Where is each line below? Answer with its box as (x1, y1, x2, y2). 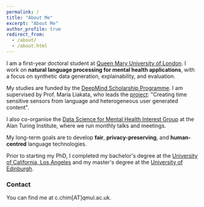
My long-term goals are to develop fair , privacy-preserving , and (6, 133, 169, 141)
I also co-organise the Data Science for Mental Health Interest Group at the (6, 115, 194, 122)
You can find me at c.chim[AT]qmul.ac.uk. (6, 194, 111, 202)
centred (6, 140, 27, 147)
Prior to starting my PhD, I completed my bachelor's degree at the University (6, 152, 198, 159)
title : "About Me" (6, 15, 53, 21)
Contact (6, 180, 31, 189)
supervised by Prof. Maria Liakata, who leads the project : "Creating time (6, 91, 188, 98)
